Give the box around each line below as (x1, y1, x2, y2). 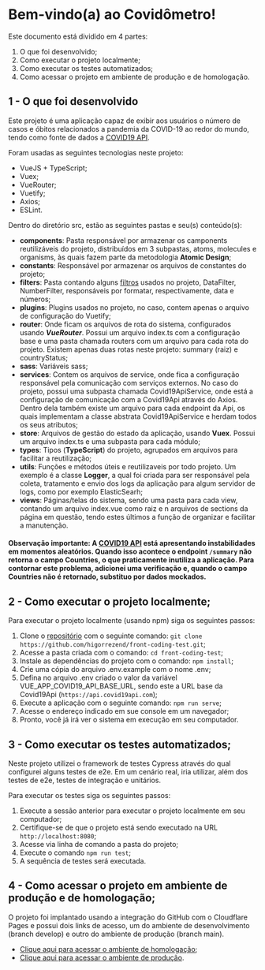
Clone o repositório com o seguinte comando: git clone (19, 631, 203, 640)
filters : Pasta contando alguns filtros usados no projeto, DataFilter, (19, 278, 237, 287)
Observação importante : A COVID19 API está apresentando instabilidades (8, 539, 256, 548)
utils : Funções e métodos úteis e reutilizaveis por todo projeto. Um (19, 461, 237, 471)
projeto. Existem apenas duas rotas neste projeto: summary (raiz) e (19, 345, 238, 354)
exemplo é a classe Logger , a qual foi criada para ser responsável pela (19, 470, 250, 479)
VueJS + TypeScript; (19, 163, 88, 173)
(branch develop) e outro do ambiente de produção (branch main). (8, 929, 225, 938)
